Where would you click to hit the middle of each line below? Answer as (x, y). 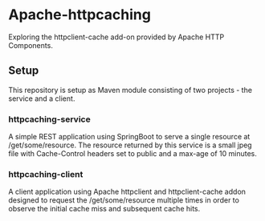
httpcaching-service (49, 119)
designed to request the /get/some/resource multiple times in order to (124, 200)
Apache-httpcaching (79, 15)
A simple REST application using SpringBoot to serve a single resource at (129, 137)
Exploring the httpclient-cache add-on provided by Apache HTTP (116, 37)
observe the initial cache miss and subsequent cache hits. (104, 209)
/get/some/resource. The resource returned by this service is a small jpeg (130, 145)
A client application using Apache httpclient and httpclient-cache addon (127, 192)
